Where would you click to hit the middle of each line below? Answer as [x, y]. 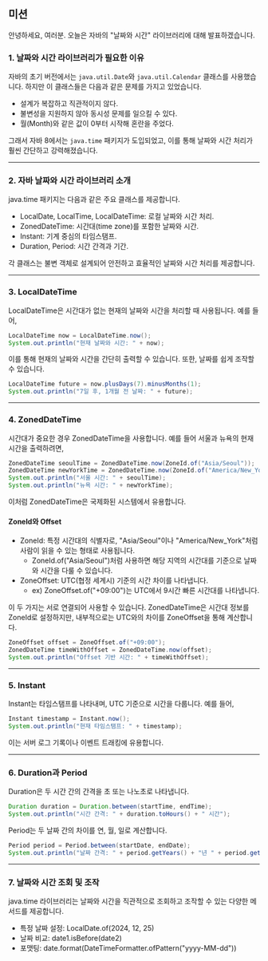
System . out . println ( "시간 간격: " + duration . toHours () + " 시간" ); [120, 814]
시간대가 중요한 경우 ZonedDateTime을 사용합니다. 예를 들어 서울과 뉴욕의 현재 [131, 438]
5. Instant [27, 685]
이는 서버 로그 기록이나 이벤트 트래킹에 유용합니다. [86, 742]
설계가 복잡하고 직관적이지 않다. [69, 104]
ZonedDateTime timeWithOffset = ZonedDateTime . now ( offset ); [110, 650]
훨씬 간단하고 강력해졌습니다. [53, 151]
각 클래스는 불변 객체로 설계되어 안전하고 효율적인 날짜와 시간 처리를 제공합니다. [132, 263]
